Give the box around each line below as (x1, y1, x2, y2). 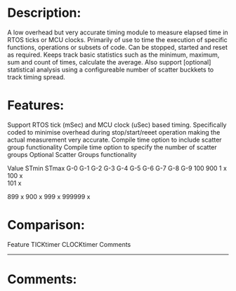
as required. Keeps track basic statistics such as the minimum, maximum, (7, 50, 220, 59)
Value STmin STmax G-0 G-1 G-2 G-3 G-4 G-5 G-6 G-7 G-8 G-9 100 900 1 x (7, 163, 227, 172)
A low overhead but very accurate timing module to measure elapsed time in (7, 28, 228, 36)
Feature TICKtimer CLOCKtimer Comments (7, 240, 131, 248)
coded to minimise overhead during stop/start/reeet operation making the (7, 128, 221, 136)
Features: (7, 97, 65, 114)
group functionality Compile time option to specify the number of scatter (7, 142, 218, 151)
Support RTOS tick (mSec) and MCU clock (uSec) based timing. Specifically (7, 121, 227, 129)
